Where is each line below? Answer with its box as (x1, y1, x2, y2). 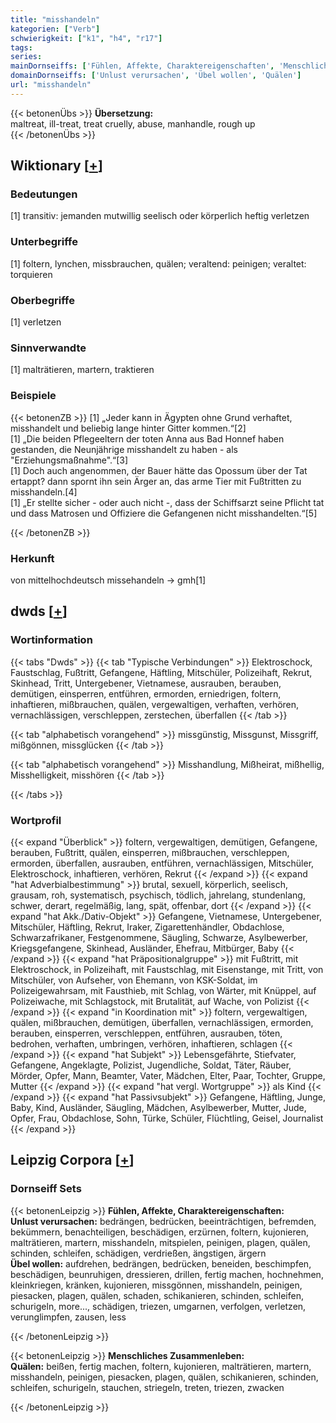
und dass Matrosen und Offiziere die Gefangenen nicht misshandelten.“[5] (10, 507, 318, 519)
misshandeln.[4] (10, 486, 78, 498)
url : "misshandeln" (10, 80, 92, 90)
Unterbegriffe (10, 235, 78, 249)
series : (10, 52, 43, 62)
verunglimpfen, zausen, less (10, 1311, 127, 1323)
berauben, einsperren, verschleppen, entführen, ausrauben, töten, (10, 1027, 283, 1039)
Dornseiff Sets (10, 1182, 82, 1196)
